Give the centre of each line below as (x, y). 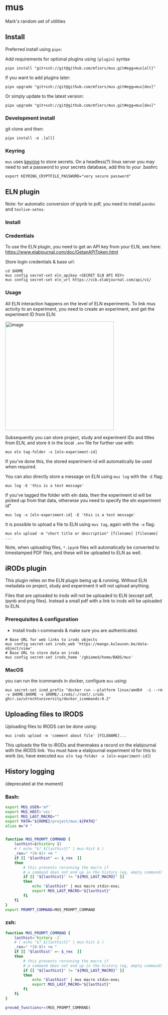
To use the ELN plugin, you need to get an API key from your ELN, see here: (83, 247)
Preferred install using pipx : (34, 49)
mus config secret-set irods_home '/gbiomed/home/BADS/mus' (69, 657)
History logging (30, 771)
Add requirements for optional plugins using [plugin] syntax (68, 59)
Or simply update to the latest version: (45, 96)
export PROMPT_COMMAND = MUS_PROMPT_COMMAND (50, 910)
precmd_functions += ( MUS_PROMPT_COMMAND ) (48, 1007)
